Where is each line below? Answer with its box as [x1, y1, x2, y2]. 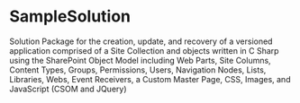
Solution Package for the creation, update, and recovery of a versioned [9, 36, 273, 47]
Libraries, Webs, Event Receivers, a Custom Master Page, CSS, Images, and [9, 73, 291, 84]
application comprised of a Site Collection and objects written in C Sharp [9, 45, 279, 56]
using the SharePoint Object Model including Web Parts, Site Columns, [9, 55, 272, 65]
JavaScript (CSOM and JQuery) [9, 83, 128, 94]
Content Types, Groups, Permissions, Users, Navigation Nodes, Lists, [9, 64, 267, 75]
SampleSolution [9, 6, 132, 27]
